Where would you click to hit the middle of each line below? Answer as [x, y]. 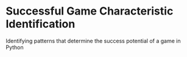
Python [15, 47]
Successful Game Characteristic [90, 11]
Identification [41, 24]
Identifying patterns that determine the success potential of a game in [93, 41]
